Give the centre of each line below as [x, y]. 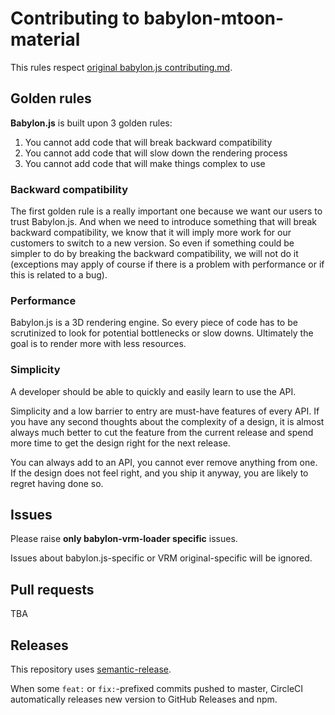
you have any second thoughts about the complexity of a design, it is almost [167, 421]
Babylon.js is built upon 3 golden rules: [91, 123]
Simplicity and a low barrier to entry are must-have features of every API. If [165, 411]
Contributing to [75, 18]
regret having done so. [57, 483]
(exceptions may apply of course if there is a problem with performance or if [167, 264]
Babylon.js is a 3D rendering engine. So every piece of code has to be [154, 323]
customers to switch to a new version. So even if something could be [152, 243]
